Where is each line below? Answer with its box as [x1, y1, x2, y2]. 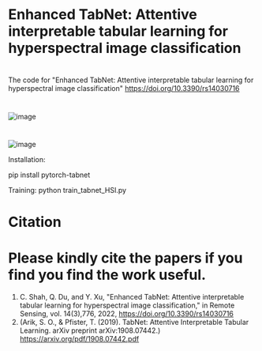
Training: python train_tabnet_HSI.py [8, 185, 127, 194]
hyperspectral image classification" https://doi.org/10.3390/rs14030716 [8, 84, 240, 93]
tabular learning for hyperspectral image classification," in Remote [19, 300, 235, 310]
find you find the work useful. [8, 266, 207, 284]
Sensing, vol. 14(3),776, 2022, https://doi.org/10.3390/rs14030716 [19, 308, 234, 318]
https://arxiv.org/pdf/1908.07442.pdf [19, 334, 140, 343]
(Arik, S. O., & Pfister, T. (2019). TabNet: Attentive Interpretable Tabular [19, 317, 249, 326]
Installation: [8, 154, 46, 164]
